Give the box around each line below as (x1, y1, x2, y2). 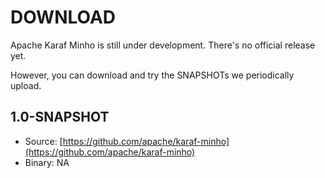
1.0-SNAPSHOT (10, 109, 110, 126)
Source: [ (24, 135, 63, 147)
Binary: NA (24, 156, 70, 168)
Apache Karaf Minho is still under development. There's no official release (10, 39, 316, 51)
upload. (10, 79, 42, 91)
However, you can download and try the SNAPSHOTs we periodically (10, 69, 295, 81)
